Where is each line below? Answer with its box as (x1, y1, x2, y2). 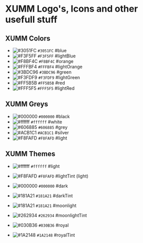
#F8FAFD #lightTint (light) (38, 173, 88, 179)
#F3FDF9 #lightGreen (38, 75, 80, 80)
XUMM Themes (5, 150, 56, 158)
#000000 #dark (38, 183, 68, 189)
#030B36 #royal (38, 222, 69, 228)
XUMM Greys (5, 100, 49, 109)
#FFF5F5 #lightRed (37, 85, 75, 91)
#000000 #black (38, 113, 70, 119)
